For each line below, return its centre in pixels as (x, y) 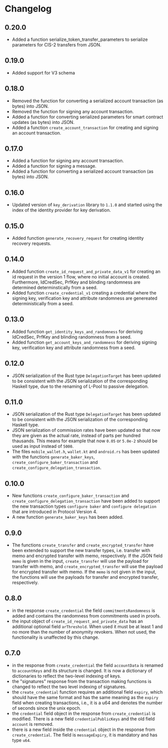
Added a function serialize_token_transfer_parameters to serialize (80, 39)
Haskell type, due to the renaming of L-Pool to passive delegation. (80, 386)
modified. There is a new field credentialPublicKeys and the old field (83, 719)
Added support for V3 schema (44, 73)
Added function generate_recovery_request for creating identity (78, 238)
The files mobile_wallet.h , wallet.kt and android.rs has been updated (86, 452)
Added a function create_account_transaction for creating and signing (85, 127)
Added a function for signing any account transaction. (68, 161)
